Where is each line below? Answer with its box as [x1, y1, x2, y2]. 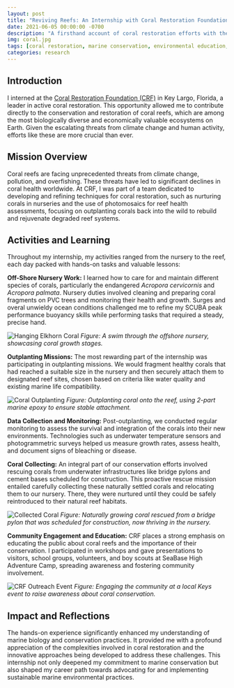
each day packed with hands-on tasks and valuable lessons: [7, 260, 181, 269]
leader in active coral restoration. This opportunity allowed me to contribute [7, 101, 224, 109]
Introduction [7, 75, 63, 87]
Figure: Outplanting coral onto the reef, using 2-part [65, 396, 216, 404]
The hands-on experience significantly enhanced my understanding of [7, 629, 210, 637]
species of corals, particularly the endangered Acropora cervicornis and [7, 281, 214, 290]
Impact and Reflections [7, 610, 110, 622]
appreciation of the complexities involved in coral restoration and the [7, 643, 204, 652]
